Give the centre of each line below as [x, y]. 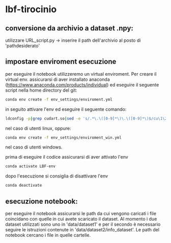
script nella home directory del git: [41, 90]
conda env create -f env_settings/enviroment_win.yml [64, 138]
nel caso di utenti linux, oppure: [38, 128]
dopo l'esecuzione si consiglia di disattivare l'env [57, 176]
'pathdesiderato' [22, 46]
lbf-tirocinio [31, 9]
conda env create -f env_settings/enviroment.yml [59, 99]
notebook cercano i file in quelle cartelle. [48, 235]
